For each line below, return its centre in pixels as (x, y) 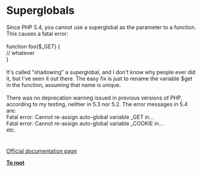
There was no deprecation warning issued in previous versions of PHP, (94, 98)
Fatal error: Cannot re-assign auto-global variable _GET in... (80, 117)
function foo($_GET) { (33, 46)
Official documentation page (42, 151)
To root (15, 163)
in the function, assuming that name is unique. (64, 84)
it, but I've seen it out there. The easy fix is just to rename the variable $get (99, 78)
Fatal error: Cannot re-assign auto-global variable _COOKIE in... (85, 123)
